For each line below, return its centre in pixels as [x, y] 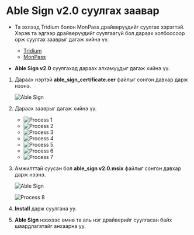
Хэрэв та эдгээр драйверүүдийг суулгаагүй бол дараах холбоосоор [100, 33]
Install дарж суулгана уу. [46, 208]
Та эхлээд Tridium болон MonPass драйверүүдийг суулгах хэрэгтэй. [100, 27]
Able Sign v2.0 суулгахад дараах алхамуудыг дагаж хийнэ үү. [92, 68]
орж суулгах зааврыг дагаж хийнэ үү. [62, 39]
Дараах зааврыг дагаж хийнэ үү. [56, 108]
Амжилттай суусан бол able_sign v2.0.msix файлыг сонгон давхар [98, 168]
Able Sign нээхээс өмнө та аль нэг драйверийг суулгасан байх [93, 220]
